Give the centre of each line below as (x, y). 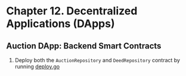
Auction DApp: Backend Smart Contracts (84, 46)
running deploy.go (37, 66)
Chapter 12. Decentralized (72, 11)
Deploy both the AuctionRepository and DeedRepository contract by (97, 60)
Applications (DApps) (61, 24)
